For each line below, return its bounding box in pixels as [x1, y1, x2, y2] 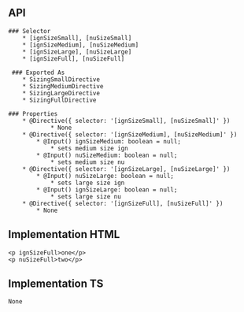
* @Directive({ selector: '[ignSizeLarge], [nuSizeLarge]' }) [22, 165, 231, 173]
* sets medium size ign [50, 144, 128, 152]
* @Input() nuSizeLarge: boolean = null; [36, 172, 175, 180]
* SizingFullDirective [22, 96, 97, 104]
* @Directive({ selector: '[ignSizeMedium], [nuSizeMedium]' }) [22, 130, 238, 139]
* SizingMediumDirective [22, 82, 104, 90]
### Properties [8, 110, 58, 117]
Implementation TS [8, 277, 104, 291]
